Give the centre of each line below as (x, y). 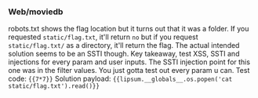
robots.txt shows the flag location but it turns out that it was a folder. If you (129, 29)
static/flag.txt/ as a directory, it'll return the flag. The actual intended (124, 45)
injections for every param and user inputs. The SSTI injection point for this (129, 62)
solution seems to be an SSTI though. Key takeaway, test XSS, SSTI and (124, 54)
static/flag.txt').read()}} (54, 86)
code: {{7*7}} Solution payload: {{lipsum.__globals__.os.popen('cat (120, 79)
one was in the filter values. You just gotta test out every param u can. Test (129, 71)
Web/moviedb (36, 12)
